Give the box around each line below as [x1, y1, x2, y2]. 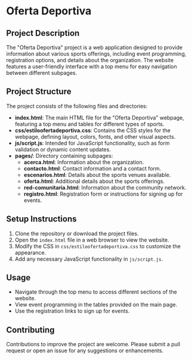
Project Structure [6, 87, 72, 97]
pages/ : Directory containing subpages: [14, 152, 113, 159]
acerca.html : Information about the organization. [23, 158, 144, 166]
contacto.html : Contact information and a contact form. [23, 164, 162, 172]
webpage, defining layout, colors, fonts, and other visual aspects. [14, 133, 176, 140]
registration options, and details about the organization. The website [6, 57, 174, 63]
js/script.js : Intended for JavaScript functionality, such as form [14, 139, 170, 147]
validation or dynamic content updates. [14, 145, 112, 153]
